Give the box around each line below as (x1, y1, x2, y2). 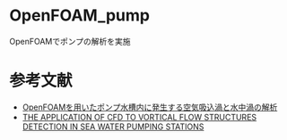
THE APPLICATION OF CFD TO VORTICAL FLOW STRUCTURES (22, 111, 257, 122)
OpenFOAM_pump (9, 5, 151, 26)
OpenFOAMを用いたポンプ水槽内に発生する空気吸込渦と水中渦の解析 (22, 102, 278, 112)
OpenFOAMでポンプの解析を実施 (9, 36, 132, 46)
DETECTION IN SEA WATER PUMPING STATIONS (22, 121, 204, 132)
